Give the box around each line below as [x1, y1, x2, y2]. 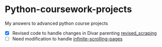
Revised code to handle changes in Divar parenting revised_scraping [12, 30, 157, 36]
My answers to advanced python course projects [5, 20, 108, 26]
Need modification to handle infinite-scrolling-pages [12, 36, 123, 41]
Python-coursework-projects [5, 4, 132, 15]
